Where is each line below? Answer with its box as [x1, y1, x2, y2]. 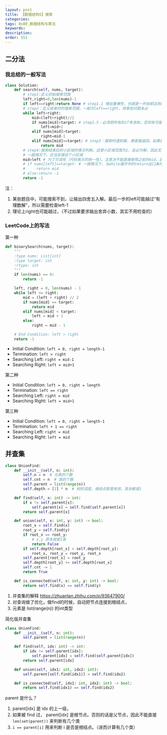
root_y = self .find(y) [23, 528, 70, 533]
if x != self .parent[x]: [23, 500, 75, 505]
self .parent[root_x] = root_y [23, 555, 85, 561]
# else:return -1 [23, 171, 59, 176]
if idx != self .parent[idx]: [23, 649, 83, 654]
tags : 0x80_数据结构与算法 [5, 21, 56, 26]
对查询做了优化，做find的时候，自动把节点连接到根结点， [12, 599, 130, 605]
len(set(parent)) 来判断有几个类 [12, 718, 81, 724]
